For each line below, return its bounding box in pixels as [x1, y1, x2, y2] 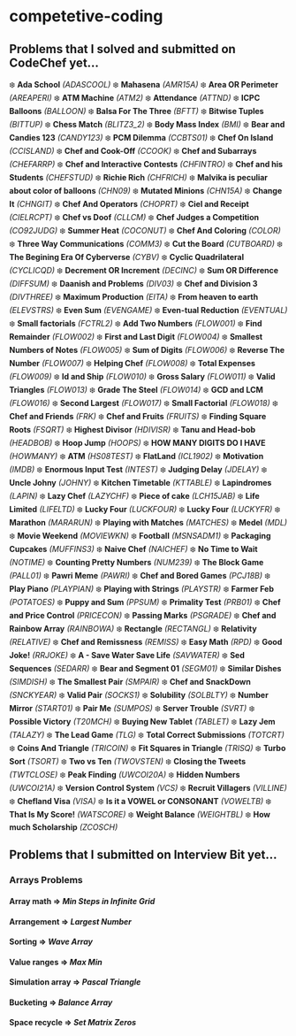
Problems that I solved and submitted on [9, 42, 236, 57]
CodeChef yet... [9, 55, 100, 70]
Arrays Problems [9, 874, 84, 886]
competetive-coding [9, 6, 163, 27]
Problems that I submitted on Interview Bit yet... [9, 848, 277, 863]
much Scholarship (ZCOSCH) [9, 822, 118, 833]
